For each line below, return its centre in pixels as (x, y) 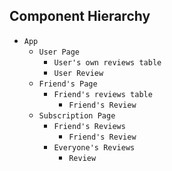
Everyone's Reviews (94, 147)
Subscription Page (77, 115)
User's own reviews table (107, 62)
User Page (59, 52)
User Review (78, 73)
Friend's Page (68, 84)
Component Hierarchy (80, 16)
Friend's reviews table (103, 94)
